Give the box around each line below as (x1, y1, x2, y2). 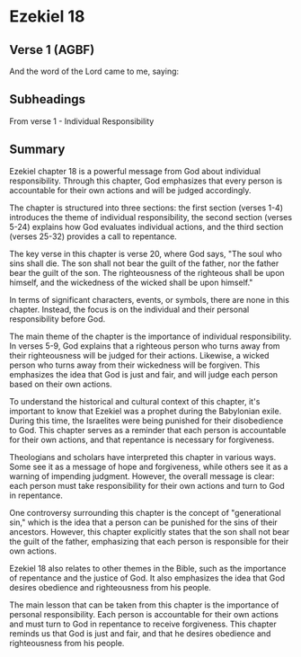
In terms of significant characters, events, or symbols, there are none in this (9, 294, 290, 305)
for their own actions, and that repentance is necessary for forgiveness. (9, 434, 275, 445)
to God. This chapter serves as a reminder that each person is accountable (9, 424, 287, 435)
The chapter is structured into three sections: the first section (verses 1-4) (9, 202, 284, 213)
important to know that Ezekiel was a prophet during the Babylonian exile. (9, 405, 282, 416)
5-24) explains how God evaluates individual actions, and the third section (9, 221, 284, 232)
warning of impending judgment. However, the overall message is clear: (9, 470, 276, 482)
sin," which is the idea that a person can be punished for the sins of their (9, 517, 279, 528)
